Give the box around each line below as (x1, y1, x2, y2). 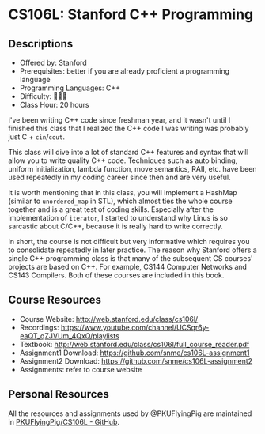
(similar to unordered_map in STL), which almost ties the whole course (8, 196, 233, 206)
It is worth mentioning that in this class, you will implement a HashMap (8, 188, 237, 197)
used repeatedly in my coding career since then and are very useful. (8, 172, 231, 182)
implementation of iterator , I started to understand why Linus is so (8, 213, 228, 222)
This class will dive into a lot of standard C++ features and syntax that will (8, 148, 249, 157)
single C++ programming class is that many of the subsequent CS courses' (8, 254, 253, 262)
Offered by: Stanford (19, 58, 87, 67)
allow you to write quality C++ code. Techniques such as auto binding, (8, 156, 238, 165)
